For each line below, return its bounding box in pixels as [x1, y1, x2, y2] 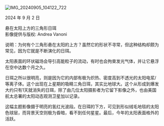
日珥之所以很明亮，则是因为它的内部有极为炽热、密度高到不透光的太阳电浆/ [5, 75, 157, 80]
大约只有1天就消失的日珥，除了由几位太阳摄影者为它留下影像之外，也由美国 [5, 87, 157, 93]
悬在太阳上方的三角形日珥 [5, 25, 57, 31]
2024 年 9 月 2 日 [5, 15, 40, 21]
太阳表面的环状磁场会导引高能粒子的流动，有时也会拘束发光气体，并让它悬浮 [5, 58, 159, 64]
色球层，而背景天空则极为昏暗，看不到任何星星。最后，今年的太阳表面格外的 [5, 110, 159, 115]
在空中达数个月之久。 [5, 64, 48, 70]
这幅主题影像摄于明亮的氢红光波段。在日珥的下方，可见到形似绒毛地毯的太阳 [5, 103, 159, 109]
